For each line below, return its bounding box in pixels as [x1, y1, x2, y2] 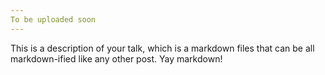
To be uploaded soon [10, 14, 97, 25]
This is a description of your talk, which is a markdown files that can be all [10, 42, 315, 54]
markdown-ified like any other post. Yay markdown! [10, 52, 223, 65]
